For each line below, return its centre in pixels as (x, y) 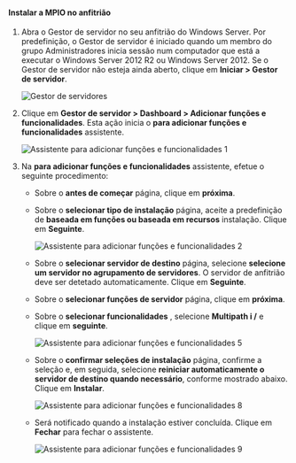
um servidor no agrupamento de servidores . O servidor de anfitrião (160, 273)
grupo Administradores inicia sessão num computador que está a (140, 51)
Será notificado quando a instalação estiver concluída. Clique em (153, 423)
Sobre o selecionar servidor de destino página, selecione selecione (160, 263)
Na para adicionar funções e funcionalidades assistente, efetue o (143, 166)
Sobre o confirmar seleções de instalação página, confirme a (148, 360)
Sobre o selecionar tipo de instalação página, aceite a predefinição (158, 210)
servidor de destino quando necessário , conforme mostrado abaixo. (161, 379)
